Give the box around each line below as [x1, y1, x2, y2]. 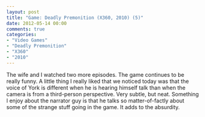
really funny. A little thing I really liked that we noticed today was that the [6, 77, 189, 85]
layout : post [6, 9, 40, 15]
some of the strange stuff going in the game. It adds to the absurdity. [6, 103, 181, 110]
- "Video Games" [6, 37, 48, 43]
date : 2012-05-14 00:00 [6, 20, 67, 26]
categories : [6, 32, 37, 38]
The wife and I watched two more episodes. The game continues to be [6, 71, 185, 78]
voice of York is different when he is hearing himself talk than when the [6, 83, 185, 91]
